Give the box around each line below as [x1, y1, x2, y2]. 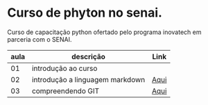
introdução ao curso [31, 63, 98, 73]
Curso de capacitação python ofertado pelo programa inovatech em [7, 28, 202, 36]
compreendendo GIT [31, 86, 100, 95]
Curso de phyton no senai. [7, 5, 163, 21]
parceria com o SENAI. [7, 35, 72, 43]
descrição [71, 51, 106, 61]
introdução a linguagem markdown [31, 74, 146, 84]
